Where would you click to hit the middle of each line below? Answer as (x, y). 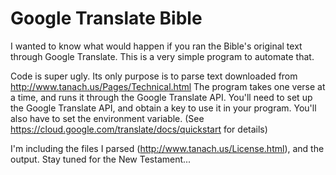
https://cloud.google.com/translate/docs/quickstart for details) (139, 129)
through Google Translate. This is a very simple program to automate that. (162, 56)
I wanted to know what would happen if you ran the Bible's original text (156, 46)
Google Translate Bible (106, 18)
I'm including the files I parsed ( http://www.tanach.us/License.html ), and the (167, 148)
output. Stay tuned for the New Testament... (101, 159)
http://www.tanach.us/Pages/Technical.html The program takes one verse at (168, 86)
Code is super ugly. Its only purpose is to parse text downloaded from (154, 76)
